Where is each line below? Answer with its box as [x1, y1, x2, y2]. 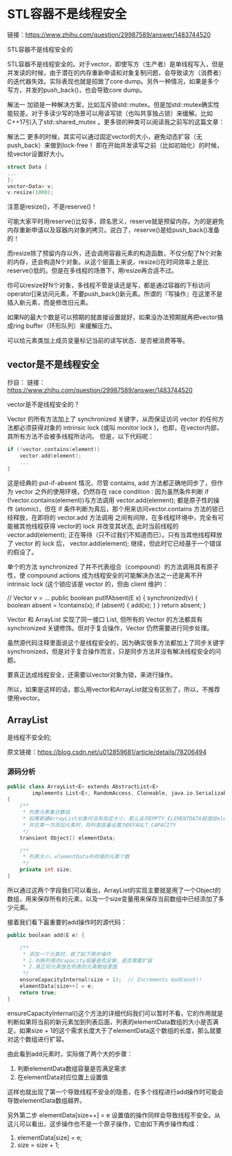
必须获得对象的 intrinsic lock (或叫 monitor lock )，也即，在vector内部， [19, 424, 223, 432]
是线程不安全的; [7, 733, 52, 741]
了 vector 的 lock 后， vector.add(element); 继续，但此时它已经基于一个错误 [7, 539, 222, 547]
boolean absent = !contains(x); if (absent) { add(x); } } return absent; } [7, 600, 206, 609]
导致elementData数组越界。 [7, 1096, 86, 1104]
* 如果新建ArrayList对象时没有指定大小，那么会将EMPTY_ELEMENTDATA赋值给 [22, 815, 217, 822]
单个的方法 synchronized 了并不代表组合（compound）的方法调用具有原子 [7, 562, 219, 571]
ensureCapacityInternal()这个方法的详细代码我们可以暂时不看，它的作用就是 [7, 1009, 223, 1017]
